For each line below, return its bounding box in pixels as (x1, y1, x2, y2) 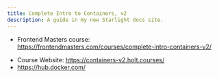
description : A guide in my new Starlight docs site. (7, 16, 164, 23)
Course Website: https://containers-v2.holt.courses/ (16, 55, 165, 64)
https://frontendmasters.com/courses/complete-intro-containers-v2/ (16, 42, 212, 51)
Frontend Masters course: (16, 35, 90, 43)
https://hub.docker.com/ (16, 63, 86, 71)
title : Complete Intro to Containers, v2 (7, 10, 127, 17)
